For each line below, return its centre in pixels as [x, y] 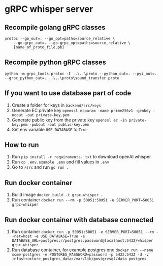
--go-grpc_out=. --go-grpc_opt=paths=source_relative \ [72, 43]
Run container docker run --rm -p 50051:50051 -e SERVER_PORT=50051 [83, 200]
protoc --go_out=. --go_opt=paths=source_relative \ [60, 38]
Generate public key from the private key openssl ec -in [69, 120]
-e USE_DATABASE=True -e [59, 236]
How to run [22, 145]
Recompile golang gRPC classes [55, 27]
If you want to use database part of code [68, 93]
